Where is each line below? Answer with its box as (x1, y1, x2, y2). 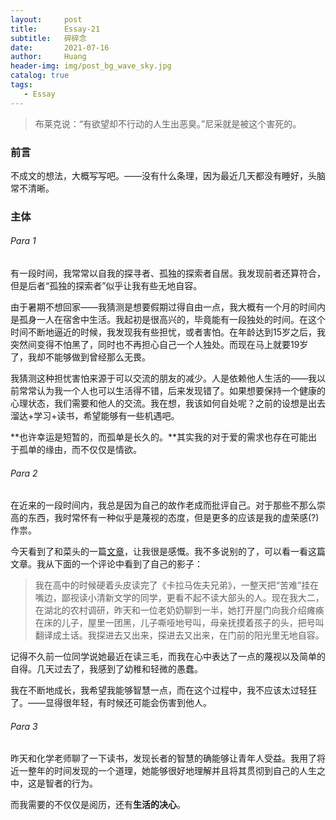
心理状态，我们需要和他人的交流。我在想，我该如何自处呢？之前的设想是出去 (10, 397, 326, 410)
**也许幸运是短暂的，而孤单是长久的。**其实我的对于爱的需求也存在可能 (10, 431, 309, 443)
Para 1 (10, 235, 37, 247)
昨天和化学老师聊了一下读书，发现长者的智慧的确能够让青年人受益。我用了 (10, 752, 317, 765)
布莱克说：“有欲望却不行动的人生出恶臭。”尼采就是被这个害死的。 (34, 117, 302, 130)
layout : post (10, 14, 83, 25)
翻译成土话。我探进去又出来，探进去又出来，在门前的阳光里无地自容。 (34, 629, 325, 641)
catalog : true (10, 71, 70, 81)
